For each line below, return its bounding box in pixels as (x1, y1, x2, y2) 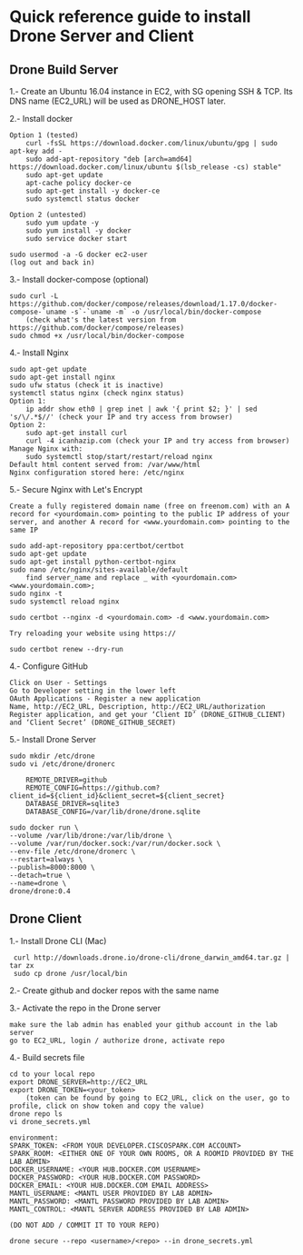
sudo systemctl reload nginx (9, 597, 120, 606)
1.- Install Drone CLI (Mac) (9, 935, 107, 946)
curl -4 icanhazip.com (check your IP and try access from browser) (25, 436, 290, 445)
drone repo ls (9, 1109, 64, 1119)
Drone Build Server (9, 62, 119, 77)
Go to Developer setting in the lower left (9, 686, 177, 695)
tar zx (9, 961, 34, 970)
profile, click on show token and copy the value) (9, 1101, 205, 1111)
